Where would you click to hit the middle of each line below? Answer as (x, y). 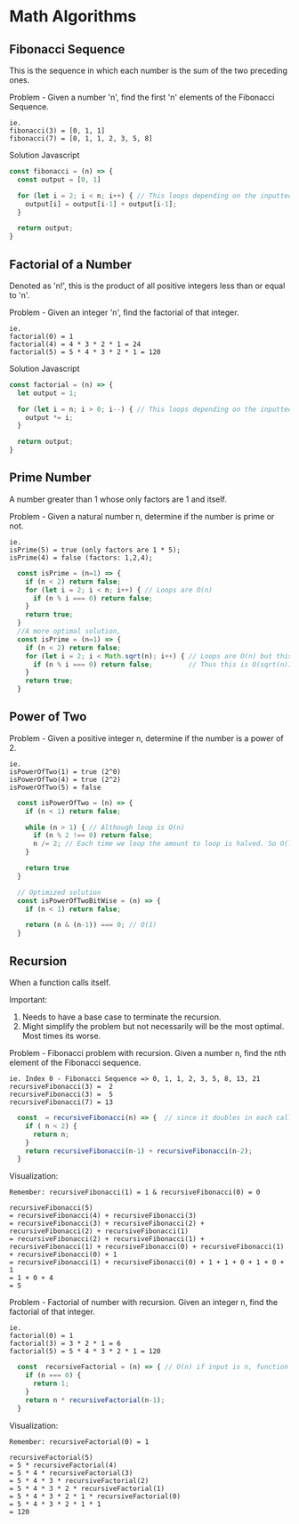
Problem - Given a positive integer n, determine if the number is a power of (147, 738)
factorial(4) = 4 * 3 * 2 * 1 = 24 (75, 344)
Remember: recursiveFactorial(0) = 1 (79, 1442)
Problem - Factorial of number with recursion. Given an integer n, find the (144, 1302)
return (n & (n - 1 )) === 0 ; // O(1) (91, 925)
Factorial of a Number (70, 264)
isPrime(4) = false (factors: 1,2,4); (81, 558)
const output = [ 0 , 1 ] (59, 180)
